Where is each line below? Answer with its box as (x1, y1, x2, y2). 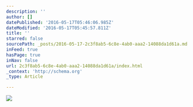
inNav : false (6, 57, 38, 63)
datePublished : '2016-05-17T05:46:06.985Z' (6, 19, 114, 25)
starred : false (6, 36, 43, 42)
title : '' (6, 30, 31, 36)
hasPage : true (6, 52, 41, 58)
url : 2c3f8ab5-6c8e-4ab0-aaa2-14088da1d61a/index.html (6, 63, 143, 69)
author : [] (6, 14, 33, 20)
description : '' (6, 8, 46, 15)
